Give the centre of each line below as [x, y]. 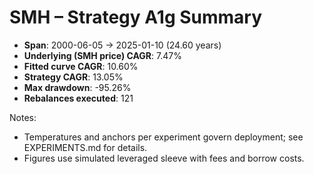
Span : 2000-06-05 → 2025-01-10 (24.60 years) [122, 45]
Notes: [23, 117]
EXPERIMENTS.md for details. [85, 147]
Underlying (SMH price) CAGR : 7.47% [102, 55]
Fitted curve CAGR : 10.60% [81, 66]
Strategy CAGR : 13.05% [73, 77]
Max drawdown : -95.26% [77, 87]
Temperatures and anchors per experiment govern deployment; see [163, 137]
